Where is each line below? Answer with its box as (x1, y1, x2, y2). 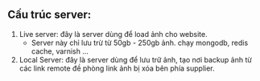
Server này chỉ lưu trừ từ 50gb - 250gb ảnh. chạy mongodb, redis (31, 38, 249, 47)
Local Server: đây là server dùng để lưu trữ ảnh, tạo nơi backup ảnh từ (19, 55, 253, 64)
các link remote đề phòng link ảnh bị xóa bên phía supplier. (19, 63, 215, 73)
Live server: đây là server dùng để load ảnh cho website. (19, 29, 208, 38)
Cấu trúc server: (7, 8, 92, 22)
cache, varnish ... (31, 46, 89, 56)
